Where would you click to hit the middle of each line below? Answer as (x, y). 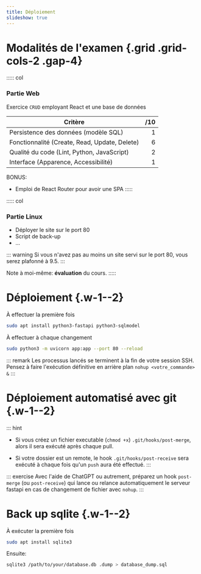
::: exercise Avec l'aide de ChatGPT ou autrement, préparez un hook (92, 476)
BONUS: (17, 177)
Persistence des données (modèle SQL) (66, 132)
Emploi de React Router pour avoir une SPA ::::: (74, 189)
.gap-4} (62, 61)
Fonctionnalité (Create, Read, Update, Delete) (74, 142)
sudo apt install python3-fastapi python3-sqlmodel (73, 325)
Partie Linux (24, 216)
